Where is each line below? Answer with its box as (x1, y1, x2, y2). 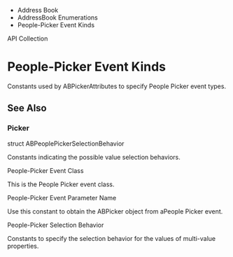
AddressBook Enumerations (17, 13, 98, 22)
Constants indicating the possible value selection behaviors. (7, 153, 181, 161)
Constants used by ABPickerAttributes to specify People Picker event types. (7, 82, 226, 90)
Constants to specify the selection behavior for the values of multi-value (7, 234, 216, 242)
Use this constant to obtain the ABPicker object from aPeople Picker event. (7, 207, 223, 216)
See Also (7, 102, 47, 114)
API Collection (7, 34, 48, 43)
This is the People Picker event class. (7, 180, 115, 188)
